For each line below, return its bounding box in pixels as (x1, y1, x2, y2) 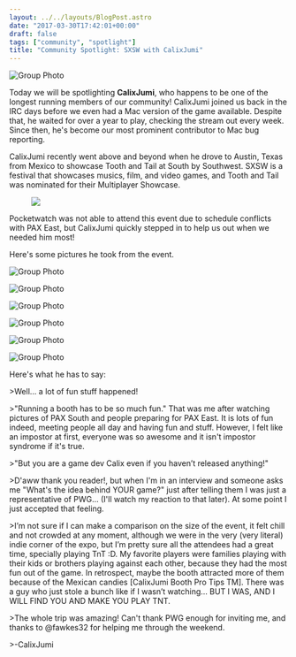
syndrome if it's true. (9, 441, 86, 452)
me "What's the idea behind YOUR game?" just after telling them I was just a (9, 485, 287, 495)
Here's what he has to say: (9, 369, 106, 380)
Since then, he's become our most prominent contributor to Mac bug (9, 125, 260, 135)
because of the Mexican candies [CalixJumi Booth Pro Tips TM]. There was (9, 577, 285, 588)
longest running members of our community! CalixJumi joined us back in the (9, 96, 287, 107)
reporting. (9, 134, 46, 145)
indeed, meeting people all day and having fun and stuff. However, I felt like (9, 422, 284, 433)
